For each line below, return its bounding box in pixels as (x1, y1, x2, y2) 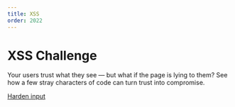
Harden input (7, 92, 46, 101)
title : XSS (7, 10, 40, 18)
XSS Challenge (7, 47, 97, 64)
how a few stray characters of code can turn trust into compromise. (7, 79, 205, 87)
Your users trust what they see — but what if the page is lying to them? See (7, 71, 228, 79)
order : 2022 (7, 17, 43, 24)
